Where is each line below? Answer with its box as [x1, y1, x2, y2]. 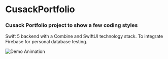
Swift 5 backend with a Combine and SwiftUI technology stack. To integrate [5, 33, 163, 39]
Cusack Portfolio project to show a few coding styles [5, 22, 138, 29]
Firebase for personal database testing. [5, 39, 88, 45]
